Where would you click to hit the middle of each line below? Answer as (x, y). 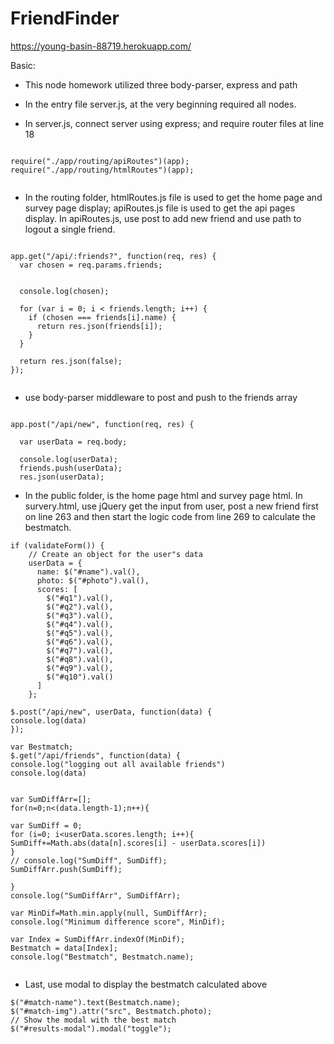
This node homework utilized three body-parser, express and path (161, 84)
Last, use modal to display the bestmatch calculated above (146, 984)
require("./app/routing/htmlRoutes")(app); (102, 170)
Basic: (23, 65)
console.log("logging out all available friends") (118, 764)
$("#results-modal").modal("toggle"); (91, 1028)
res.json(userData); (62, 477)
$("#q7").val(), (80, 650)
